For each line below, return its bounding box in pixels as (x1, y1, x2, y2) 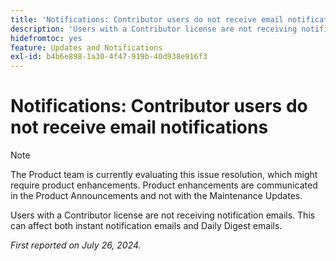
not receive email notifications (10, 116, 269, 139)
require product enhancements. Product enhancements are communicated (10, 179, 318, 191)
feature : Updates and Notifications (10, 42, 163, 53)
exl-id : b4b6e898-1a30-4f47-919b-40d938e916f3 (10, 52, 208, 62)
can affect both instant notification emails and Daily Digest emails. (10, 220, 283, 232)
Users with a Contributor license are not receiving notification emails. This (10, 209, 316, 221)
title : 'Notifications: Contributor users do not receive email (10, 14, 284, 25)
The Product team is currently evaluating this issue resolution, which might (10, 169, 318, 181)
